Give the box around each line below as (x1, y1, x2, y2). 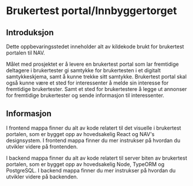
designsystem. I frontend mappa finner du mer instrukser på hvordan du (6, 137, 181, 144)
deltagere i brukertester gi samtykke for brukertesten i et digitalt (6, 67, 161, 74)
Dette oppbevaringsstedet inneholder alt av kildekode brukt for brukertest (6, 43, 184, 50)
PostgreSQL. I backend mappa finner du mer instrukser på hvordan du (6, 167, 176, 174)
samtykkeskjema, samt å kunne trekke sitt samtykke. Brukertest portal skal (6, 73, 187, 80)
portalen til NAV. (6, 49, 45, 56)
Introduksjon (6, 28, 54, 38)
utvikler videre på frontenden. (6, 143, 78, 150)
